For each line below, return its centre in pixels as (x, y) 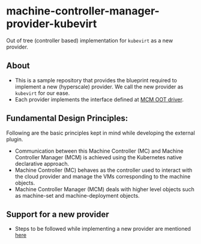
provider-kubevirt (52, 24)
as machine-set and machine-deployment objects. (77, 195)
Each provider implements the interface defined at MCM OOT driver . (99, 99)
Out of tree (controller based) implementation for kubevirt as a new (90, 40)
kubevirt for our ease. (42, 93)
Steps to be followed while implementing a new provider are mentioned (103, 229)
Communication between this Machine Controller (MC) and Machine (99, 151)
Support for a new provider (58, 214)
